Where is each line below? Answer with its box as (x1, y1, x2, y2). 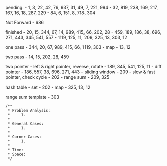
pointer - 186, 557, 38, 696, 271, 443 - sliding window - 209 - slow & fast (5, 69, 155, 75)
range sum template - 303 (5, 94, 59, 100)
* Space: (7, 152, 26, 157)
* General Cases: (7, 121, 44, 126)
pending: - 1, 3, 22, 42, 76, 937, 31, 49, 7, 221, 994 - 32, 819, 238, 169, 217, (5, 5, 158, 10)
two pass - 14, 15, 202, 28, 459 (5, 54, 69, 60)
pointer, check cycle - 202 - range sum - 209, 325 (5, 74, 110, 80)
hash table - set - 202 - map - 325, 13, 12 (5, 84, 91, 90)
